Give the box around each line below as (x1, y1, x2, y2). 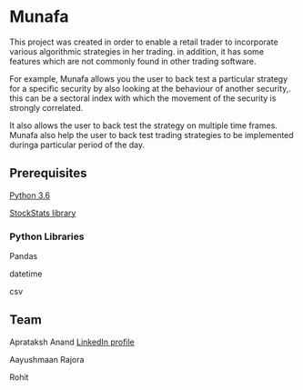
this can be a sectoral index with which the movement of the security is (9, 93, 277, 104)
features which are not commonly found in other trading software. (9, 55, 257, 66)
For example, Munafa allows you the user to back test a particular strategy (9, 73, 288, 84)
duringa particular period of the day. (9, 139, 146, 150)
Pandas (9, 251, 38, 262)
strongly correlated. (9, 102, 84, 113)
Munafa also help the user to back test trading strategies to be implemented (9, 129, 294, 140)
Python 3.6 (9, 189, 51, 201)
